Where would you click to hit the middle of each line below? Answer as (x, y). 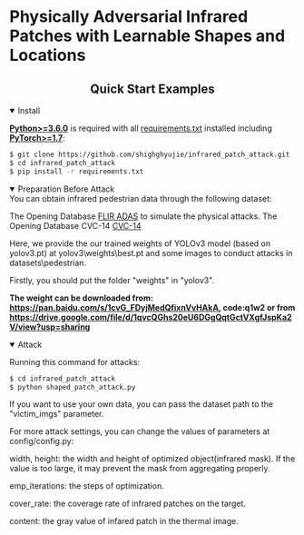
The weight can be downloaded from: (82, 298)
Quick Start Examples (152, 89)
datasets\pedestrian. (48, 263)
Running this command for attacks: (75, 362)
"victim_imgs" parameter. (57, 414)
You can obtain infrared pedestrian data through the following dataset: (141, 198)
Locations (48, 55)
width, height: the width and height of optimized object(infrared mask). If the (152, 459)
